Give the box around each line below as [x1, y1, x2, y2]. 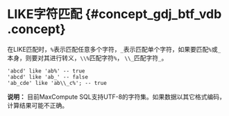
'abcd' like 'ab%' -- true [7, 67, 85, 75]
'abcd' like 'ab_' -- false [7, 73, 89, 80]
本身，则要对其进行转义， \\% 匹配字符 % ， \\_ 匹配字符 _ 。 [7, 53, 168, 62]
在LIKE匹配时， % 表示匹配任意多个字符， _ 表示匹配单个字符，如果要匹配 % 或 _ [7, 45, 221, 53]
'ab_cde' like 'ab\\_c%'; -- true [7, 79, 108, 86]
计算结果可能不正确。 [7, 101, 68, 109]
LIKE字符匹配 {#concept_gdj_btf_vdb [7, 6, 222, 22]
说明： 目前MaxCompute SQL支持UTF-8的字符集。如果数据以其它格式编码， [7, 93, 226, 101]
